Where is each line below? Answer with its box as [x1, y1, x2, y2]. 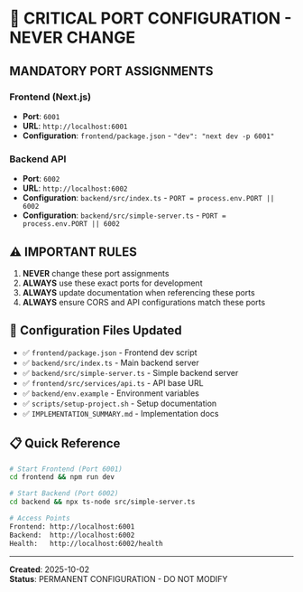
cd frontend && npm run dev [9, 473, 115, 482]
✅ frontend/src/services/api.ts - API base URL [22, 377, 205, 388]
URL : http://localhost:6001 [22, 120, 128, 131]
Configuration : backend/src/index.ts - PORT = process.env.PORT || [22, 193, 275, 203]
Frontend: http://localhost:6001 [9, 522, 135, 531]
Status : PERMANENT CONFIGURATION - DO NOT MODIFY [9, 573, 228, 584]
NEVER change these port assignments [22, 268, 170, 278]
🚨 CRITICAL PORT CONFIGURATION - [9, 8, 292, 29]
